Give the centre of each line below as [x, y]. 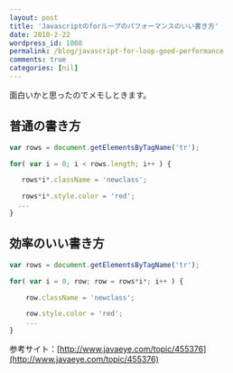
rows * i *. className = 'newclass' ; [84, 180]
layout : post [34, 18]
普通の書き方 [45, 126]
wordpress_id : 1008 [46, 43]
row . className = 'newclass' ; [80, 298]
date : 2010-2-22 [40, 34]
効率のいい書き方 [57, 243]
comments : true [38, 60]
